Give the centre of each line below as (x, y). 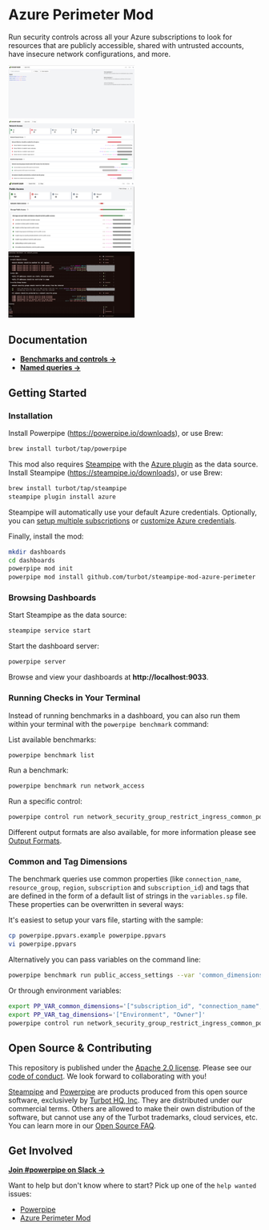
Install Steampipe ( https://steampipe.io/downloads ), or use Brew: (115, 472)
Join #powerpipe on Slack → (57, 1170)
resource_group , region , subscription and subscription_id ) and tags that (129, 888)
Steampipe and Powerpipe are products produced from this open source (128, 1091)
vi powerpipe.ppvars (43, 944)
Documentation (48, 339)
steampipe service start (50, 631)
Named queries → (50, 368)
